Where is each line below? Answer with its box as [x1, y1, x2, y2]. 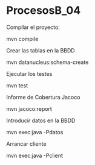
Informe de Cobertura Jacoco [6, 93, 80, 101]
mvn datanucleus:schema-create [6, 58, 89, 66]
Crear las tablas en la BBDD [6, 46, 75, 54]
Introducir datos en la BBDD [6, 117, 76, 124]
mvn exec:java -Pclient [6, 152, 64, 159]
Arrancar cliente [6, 140, 47, 148]
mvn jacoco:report [6, 105, 53, 112]
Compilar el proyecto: [6, 23, 61, 31]
